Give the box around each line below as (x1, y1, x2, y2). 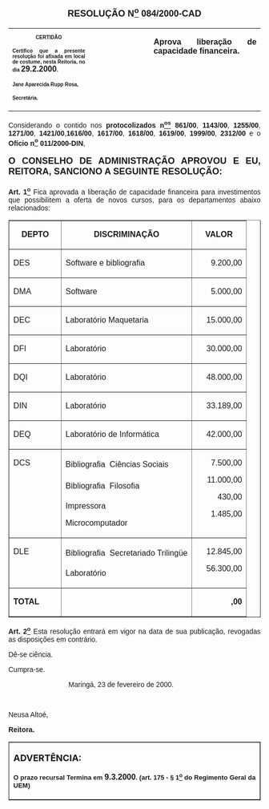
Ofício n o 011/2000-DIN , (8, 136, 86, 148)
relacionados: (8, 203, 50, 212)
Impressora (65, 501, 106, 511)
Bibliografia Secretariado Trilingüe (65, 548, 188, 557)
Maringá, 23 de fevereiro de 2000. (68, 680, 175, 689)
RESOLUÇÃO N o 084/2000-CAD (67, 6, 202, 19)
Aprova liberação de (153, 37, 257, 47)
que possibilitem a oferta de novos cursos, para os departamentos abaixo (8, 195, 261, 204)
